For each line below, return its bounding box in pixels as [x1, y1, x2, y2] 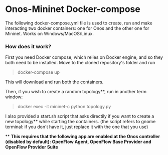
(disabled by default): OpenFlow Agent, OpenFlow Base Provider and [5, 139, 151, 145]
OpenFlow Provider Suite [5, 144, 59, 150]
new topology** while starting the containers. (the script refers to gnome [5, 119, 156, 125]
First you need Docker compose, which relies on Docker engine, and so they [5, 54, 163, 60]
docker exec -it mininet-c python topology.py [17, 104, 111, 110]
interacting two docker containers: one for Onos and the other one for [5, 25, 149, 31]
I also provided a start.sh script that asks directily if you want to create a [5, 113, 154, 119]
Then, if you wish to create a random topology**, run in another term [5, 89, 147, 95]
